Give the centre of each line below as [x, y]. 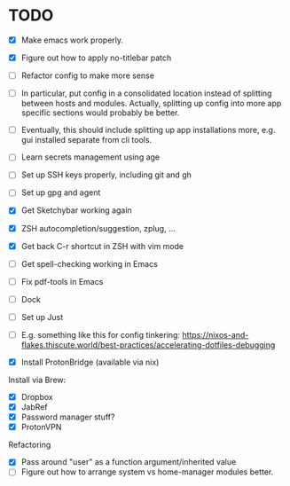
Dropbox [37, 397]
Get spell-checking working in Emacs [90, 263]
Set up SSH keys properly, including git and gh [106, 175]
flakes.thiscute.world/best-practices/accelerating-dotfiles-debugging [148, 345]
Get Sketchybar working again [76, 210]
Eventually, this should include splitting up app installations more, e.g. [148, 130]
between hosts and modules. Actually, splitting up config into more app [151, 104]
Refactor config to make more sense [87, 75]
